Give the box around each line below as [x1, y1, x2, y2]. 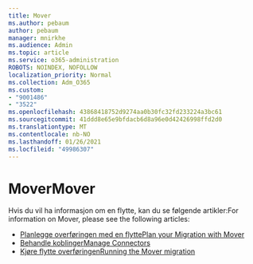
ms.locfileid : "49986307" [8, 145, 94, 153]
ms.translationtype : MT [8, 123, 88, 131]
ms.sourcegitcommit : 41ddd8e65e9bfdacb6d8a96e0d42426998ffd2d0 [8, 116, 223, 124]
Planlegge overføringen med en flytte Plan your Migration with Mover [19, 230, 245, 239]
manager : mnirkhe [8, 33, 66, 42]
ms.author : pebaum [8, 19, 69, 27]
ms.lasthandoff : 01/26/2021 [8, 137, 102, 146]
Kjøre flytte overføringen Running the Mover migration [19, 246, 196, 256]
